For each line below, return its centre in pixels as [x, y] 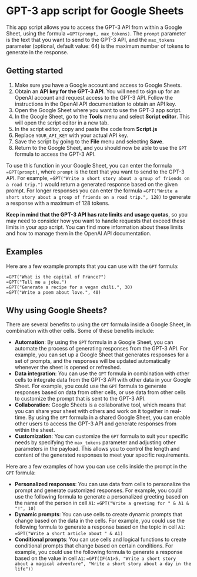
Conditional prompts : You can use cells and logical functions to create [101, 540]
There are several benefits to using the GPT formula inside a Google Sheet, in [98, 324]
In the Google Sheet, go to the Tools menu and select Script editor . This [102, 116]
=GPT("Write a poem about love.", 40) [54, 292]
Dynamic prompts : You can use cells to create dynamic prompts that [98, 514]
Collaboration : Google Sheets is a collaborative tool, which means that [100, 405]
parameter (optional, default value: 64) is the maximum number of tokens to [98, 46]
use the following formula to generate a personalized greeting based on [101, 497]
